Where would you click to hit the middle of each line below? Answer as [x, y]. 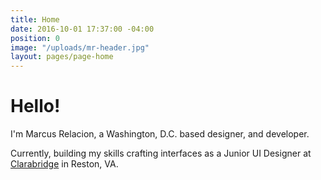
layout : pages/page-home [62, 57]
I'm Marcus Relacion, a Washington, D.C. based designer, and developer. [160, 134]
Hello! [35, 106]
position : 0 [35, 38]
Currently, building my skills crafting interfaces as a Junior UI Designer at [161, 153]
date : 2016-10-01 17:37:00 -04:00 [82, 29]
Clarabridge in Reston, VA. [64, 164]
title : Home [35, 19]
